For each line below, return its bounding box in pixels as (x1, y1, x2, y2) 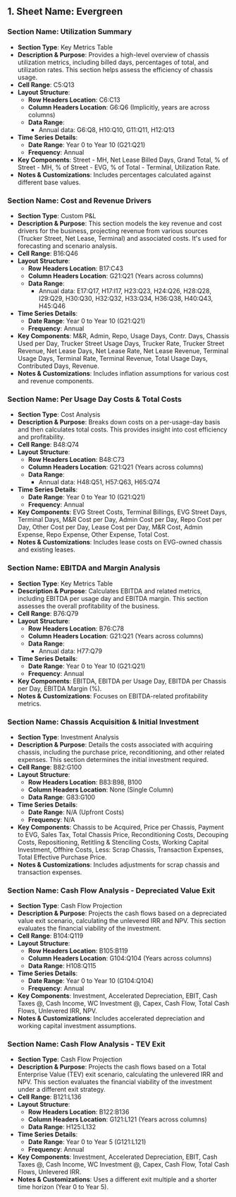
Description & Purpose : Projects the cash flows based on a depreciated (17, 909, 227, 917)
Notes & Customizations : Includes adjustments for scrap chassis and (17, 860, 220, 869)
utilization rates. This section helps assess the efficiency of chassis (17, 65, 213, 73)
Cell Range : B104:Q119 (17, 931, 84, 940)
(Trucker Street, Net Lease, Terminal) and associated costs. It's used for (17, 234, 228, 242)
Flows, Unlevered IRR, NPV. (17, 1006, 97, 1016)
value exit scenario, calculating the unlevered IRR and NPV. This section (17, 917, 226, 925)
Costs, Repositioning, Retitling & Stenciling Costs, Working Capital (17, 838, 209, 846)
